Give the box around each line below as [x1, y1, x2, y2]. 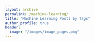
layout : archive [5, 7, 38, 12]
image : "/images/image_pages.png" [9, 29, 79, 34]
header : [5, 25, 21, 30]
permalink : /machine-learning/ [5, 12, 69, 16]
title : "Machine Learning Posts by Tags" [5, 16, 91, 21]
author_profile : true [5, 20, 49, 26]
